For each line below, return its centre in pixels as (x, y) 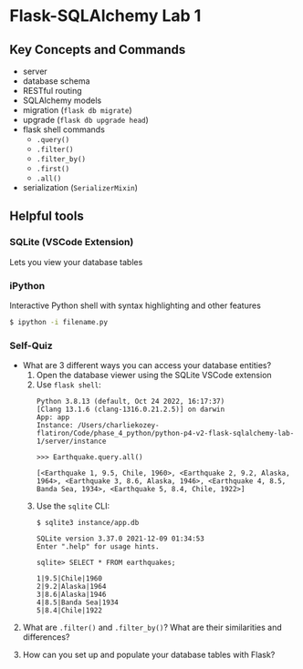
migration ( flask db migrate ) (77, 110)
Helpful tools (47, 216)
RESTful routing (52, 91)
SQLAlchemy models (62, 100)
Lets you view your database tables (76, 262)
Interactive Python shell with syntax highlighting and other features (136, 305)
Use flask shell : (69, 385)
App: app (53, 417)
